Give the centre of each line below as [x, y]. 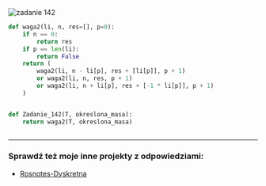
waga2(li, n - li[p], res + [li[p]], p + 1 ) [111, 71]
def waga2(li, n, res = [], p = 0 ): [61, 27]
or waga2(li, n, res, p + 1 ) [85, 78]
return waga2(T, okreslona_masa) [78, 122]
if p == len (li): [51, 49]
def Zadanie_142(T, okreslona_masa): [70, 114]
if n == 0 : [40, 34]
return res [55, 42]
